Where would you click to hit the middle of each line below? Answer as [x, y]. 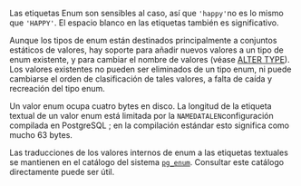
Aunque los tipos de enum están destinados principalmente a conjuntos [143, 40]
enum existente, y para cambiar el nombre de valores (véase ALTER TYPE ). [150, 59]
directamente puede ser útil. [62, 172]
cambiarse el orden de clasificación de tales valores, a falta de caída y [141, 79]
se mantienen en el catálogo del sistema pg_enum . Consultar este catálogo [146, 162]
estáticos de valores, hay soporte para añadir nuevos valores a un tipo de [146, 50]
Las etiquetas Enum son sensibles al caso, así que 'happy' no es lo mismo [146, 13]
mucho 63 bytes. [41, 135]
